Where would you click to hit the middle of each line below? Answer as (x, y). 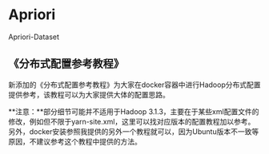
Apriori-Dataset (34, 37)
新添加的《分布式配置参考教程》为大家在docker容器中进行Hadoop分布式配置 (134, 85)
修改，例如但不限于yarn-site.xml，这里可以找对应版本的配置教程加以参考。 (132, 121)
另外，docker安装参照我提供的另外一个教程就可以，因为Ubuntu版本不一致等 (134, 131)
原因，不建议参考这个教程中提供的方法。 (75, 141)
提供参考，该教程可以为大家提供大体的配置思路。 (89, 94)
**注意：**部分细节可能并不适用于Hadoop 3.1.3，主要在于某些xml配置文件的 (134, 111)
